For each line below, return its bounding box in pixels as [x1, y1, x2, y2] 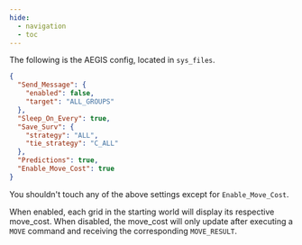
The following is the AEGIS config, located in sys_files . [9, 55, 215, 66]
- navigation [17, 22, 67, 31]
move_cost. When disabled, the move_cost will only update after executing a [9, 215, 293, 226]
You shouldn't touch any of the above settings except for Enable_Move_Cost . [9, 188, 289, 199]
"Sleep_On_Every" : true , [17, 113, 111, 122]
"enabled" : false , [25, 89, 95, 98]
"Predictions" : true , [17, 156, 99, 165]
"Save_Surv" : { [17, 122, 75, 132]
